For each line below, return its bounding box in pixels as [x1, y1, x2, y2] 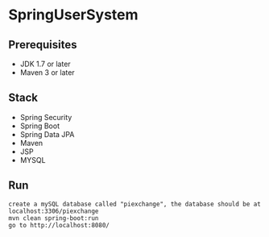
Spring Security [19, 112, 72, 122]
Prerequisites [8, 38, 77, 52]
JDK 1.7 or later [19, 59, 71, 69]
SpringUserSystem [8, 6, 139, 24]
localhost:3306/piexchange [8, 207, 99, 215]
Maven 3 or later [19, 68, 75, 77]
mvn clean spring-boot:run [8, 214, 99, 222]
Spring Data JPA [19, 129, 75, 139]
